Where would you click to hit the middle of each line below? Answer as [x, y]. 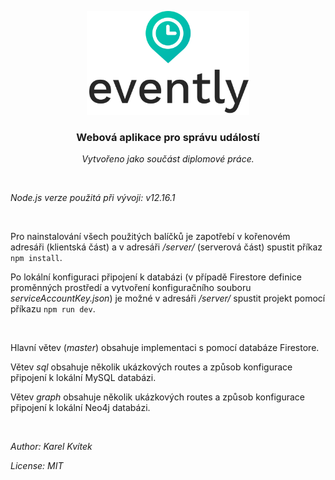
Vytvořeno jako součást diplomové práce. [168, 159]
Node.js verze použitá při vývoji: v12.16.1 [93, 198]
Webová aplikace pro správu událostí [168, 137]
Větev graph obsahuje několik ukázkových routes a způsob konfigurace [157, 397]
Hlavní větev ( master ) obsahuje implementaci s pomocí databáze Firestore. [165, 348]
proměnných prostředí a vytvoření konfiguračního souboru [131, 288]
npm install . [36, 258]
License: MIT [37, 466]
